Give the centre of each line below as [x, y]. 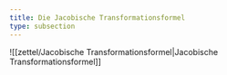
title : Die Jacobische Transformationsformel [97, 18]
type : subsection [42, 26]
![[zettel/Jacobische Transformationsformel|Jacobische [114, 52]
